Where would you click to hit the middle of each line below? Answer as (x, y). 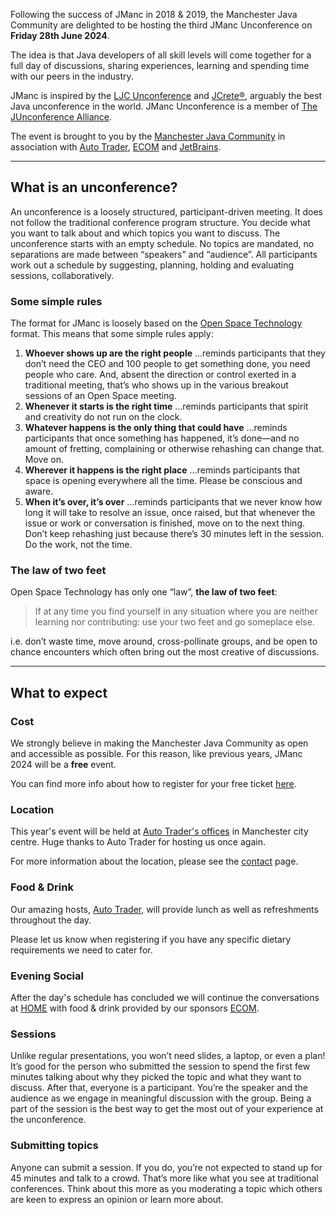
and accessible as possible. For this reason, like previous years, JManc (156, 754)
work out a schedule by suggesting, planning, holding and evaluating (152, 265)
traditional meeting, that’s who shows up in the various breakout (156, 385)
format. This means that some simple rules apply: (112, 334)
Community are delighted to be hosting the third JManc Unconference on (161, 25)
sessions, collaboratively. (62, 275)
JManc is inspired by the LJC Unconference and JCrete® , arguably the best (166, 95)
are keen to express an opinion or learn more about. (117, 1199)
